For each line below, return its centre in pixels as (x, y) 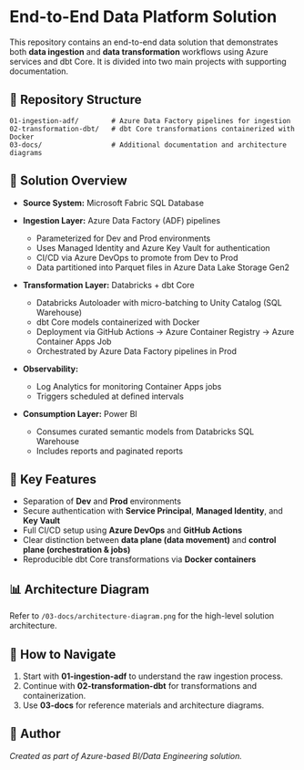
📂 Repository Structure (76, 100)
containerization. (54, 696)
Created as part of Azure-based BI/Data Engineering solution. (126, 755)
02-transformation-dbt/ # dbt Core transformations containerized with (152, 129)
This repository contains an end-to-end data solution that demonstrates (144, 42)
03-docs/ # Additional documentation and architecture (148, 145)
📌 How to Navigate (63, 654)
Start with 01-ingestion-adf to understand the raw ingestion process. (153, 676)
